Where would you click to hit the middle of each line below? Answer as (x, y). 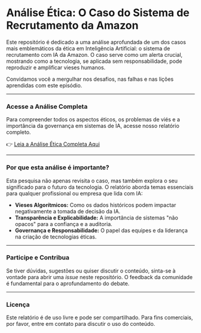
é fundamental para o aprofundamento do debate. (68, 283)
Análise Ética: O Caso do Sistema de (98, 13)
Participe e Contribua (38, 258)
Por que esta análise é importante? (58, 167)
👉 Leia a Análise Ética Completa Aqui (53, 144)
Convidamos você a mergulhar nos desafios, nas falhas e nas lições (90, 79)
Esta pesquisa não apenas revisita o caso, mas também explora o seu (92, 181)
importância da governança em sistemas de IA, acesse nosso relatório (93, 126)
